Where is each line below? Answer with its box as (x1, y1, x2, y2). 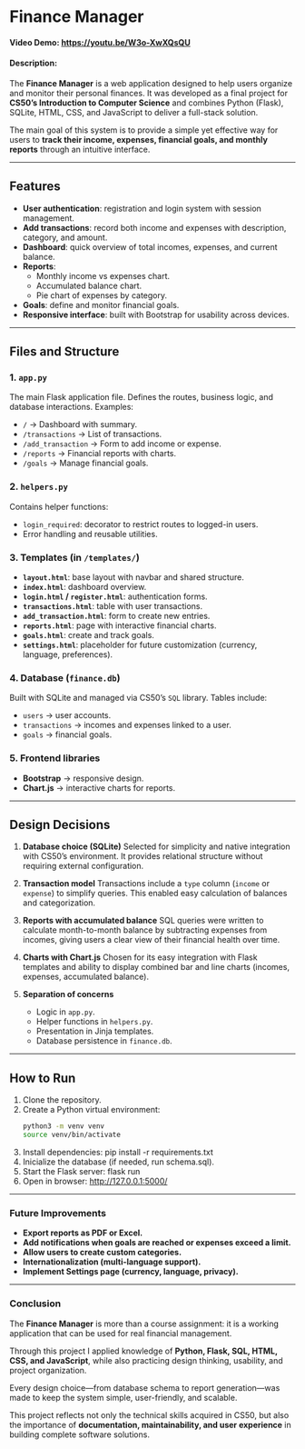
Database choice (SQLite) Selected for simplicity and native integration (22, 841, 290, 852)
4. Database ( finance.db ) (9, 672, 121, 684)
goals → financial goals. (22, 729, 113, 740)
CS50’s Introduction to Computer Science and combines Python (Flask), (9, 97, 284, 108)
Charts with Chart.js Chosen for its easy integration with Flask (22, 952, 258, 963)
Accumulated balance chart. (35, 280, 143, 291)
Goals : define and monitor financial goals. (22, 299, 180, 310)
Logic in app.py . (35, 1006, 95, 1017)
